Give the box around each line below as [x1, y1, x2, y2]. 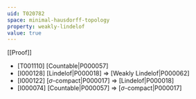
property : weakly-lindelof [7, 23, 85, 30]
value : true [7, 29, 42, 37]
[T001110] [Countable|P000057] [17, 62, 109, 70]
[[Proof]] [7, 48, 33, 57]
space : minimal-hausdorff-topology [7, 17, 110, 24]
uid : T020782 [7, 10, 45, 17]
